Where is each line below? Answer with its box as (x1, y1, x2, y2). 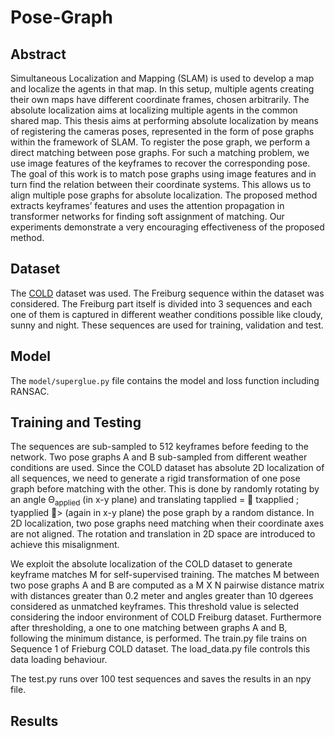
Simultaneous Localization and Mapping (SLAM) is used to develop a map (10, 72, 315, 84)
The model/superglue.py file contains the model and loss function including (10, 374, 320, 386)
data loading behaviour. (10, 654, 108, 666)
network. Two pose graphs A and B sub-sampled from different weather (10, 451, 308, 463)
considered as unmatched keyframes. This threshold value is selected (10, 601, 300, 613)
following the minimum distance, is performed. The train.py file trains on (10, 632, 307, 645)
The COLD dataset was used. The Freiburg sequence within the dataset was (10, 287, 325, 299)
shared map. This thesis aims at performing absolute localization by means (10, 115, 319, 126)
